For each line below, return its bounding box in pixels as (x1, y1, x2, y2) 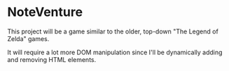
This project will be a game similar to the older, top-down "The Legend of (7, 27, 218, 35)
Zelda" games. (7, 34, 50, 42)
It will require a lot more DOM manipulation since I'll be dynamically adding (7, 48, 223, 56)
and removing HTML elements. (7, 55, 97, 63)
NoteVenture (7, 4, 83, 20)
